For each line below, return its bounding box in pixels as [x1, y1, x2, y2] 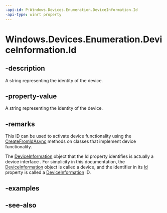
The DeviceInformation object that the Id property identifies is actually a [5, 153, 154, 159]
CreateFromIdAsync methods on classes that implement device [5, 138, 136, 144]
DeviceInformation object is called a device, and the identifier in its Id [5, 164, 148, 170]
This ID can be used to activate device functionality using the [5, 133, 132, 139]
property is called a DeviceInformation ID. [5, 169, 91, 175]
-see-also [5, 201, 37, 209]
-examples [5, 184, 40, 192]
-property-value [5, 92, 57, 100]
